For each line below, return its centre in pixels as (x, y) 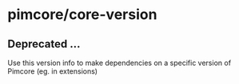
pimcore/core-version (82, 15)
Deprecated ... (44, 44)
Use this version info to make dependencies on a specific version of (119, 63)
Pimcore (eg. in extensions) (52, 71)
